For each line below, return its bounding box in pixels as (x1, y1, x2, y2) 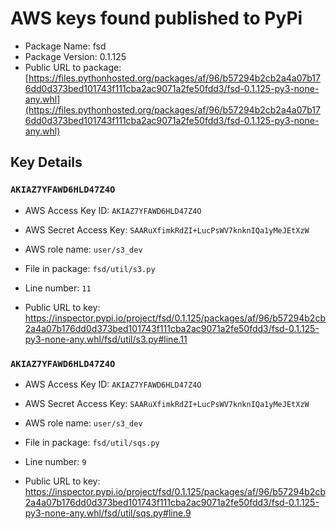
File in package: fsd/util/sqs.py (24, 436, 160, 448)
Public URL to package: (24, 61, 122, 73)
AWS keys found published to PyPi (10, 7, 303, 30)
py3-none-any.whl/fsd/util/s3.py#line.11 (24, 333, 188, 345)
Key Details (10, 154, 83, 171)
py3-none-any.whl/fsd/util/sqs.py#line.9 (24, 507, 192, 519)
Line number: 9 (24, 455, 87, 467)
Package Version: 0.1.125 (24, 50, 127, 62)
